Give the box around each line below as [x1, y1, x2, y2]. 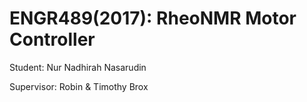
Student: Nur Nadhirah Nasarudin [9, 61, 147, 73]
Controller [9, 28, 96, 51]
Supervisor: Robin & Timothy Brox [9, 80, 149, 92]
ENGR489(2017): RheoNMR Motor [9, 7, 297, 30]
